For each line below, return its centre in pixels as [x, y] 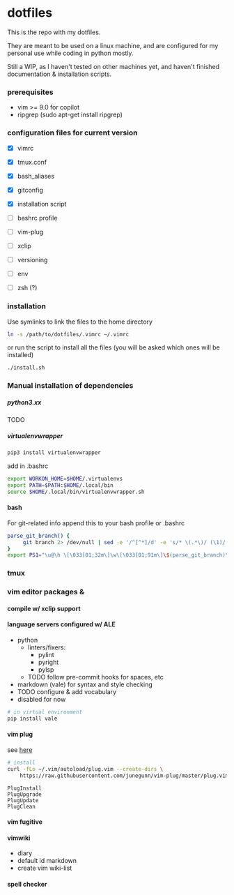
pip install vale [32, 719]
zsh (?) [27, 288]
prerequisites [30, 92]
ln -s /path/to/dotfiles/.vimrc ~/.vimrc [68, 334]
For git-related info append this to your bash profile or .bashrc [96, 523]
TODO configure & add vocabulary [67, 691]
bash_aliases [36, 176]
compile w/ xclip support [44, 608]
